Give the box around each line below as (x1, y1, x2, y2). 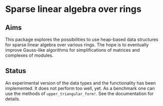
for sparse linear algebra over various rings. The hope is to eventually (5, 42, 149, 48)
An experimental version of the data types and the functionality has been (5, 80, 156, 86)
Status (5, 67, 27, 75)
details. (5, 96, 21, 102)
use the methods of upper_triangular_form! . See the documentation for (5, 91, 154, 97)
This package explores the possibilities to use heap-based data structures (5, 36, 158, 42)
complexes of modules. (5, 52, 54, 58)
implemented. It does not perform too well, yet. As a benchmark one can (5, 85, 155, 91)
